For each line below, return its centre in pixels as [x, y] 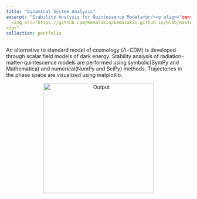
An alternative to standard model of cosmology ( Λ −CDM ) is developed [91, 50]
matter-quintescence [31, 63]
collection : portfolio [34, 33]
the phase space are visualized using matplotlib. [64, 75]
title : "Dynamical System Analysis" [51, 11]
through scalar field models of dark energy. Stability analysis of [83, 56]
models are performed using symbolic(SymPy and [118, 63]
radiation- [172, 56]
